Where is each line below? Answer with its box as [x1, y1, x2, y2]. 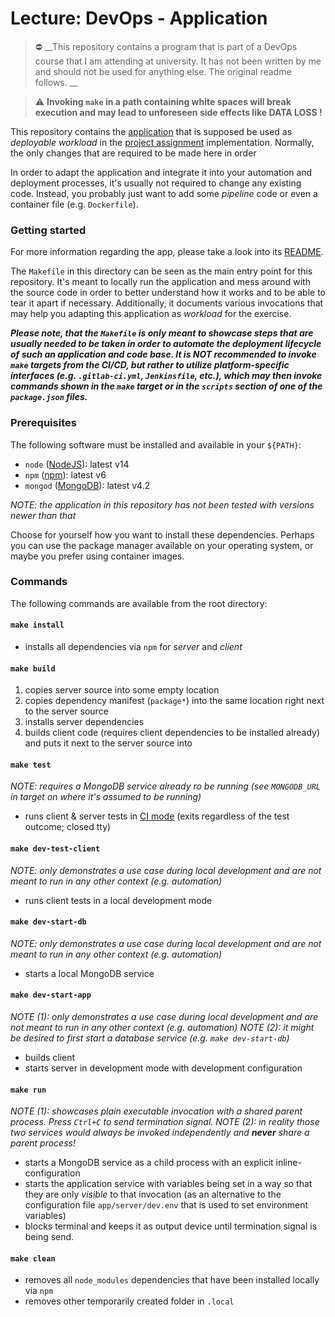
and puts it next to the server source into [24, 737, 193, 749]
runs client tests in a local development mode [24, 894, 213, 906]
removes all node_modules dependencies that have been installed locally [24, 1274, 320, 1286]
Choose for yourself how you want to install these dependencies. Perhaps [10, 528, 315, 541]
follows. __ [34, 76, 78, 88]
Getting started [10, 223, 87, 237]
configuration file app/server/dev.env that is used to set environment [24, 1199, 309, 1211]
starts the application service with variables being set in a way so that [24, 1178, 313, 1190]
